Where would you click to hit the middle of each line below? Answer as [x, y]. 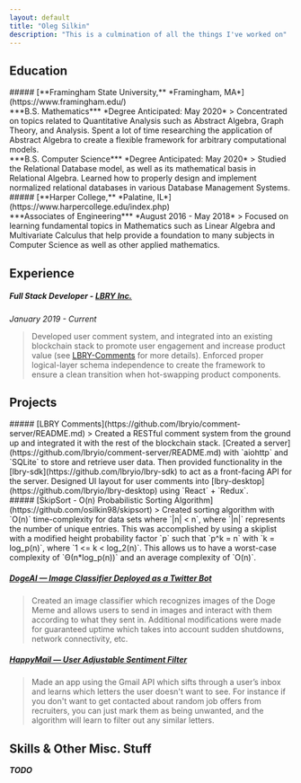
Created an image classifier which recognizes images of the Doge [153, 601]
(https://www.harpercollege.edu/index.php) [90, 207]
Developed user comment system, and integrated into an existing [152, 336]
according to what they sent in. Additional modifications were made [156, 620]
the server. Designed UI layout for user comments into [109, 481]
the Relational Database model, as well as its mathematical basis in [133, 169]
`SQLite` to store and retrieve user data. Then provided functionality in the [146, 462]
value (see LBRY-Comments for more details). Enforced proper [147, 355]
